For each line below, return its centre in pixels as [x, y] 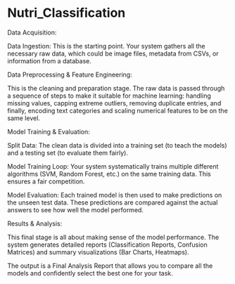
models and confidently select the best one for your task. [90, 273]
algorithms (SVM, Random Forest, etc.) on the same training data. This [109, 174]
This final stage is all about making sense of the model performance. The [113, 237]
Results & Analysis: [35, 224]
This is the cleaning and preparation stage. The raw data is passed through [116, 88]
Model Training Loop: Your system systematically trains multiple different [113, 166]
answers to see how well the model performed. [76, 209]
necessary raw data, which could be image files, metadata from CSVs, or [113, 53]
